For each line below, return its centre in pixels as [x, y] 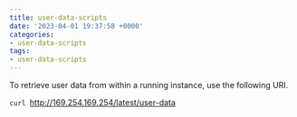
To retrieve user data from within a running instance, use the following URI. [149, 85]
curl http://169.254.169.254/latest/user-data [93, 103]
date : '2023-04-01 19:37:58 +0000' [77, 26]
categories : [32, 34]
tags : [19, 51]
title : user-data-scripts [58, 18]
